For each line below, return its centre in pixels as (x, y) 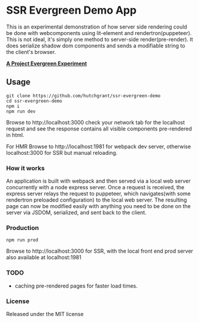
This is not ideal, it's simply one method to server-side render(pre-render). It (99, 39)
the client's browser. (31, 52)
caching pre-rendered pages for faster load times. (76, 286)
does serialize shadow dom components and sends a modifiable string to (96, 46)
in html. (15, 135)
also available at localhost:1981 (44, 257)
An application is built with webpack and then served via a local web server (99, 181)
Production (23, 228)
